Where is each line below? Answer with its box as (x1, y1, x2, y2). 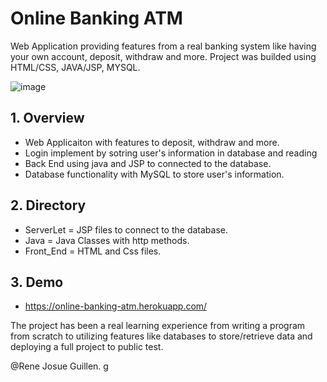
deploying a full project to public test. (10, 341, 164, 353)
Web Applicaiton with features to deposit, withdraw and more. (24, 136, 280, 148)
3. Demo (10, 273, 64, 291)
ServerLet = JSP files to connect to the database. (24, 223, 228, 236)
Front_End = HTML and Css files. (24, 245, 162, 257)
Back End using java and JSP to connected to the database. (24, 157, 272, 169)
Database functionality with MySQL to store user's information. (24, 168, 285, 180)
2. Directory (10, 197, 87, 214)
